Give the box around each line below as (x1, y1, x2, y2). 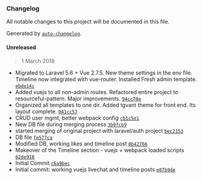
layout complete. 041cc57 (15, 107, 78, 115)
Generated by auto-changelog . (6, 30, 82, 37)
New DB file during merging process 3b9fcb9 (15, 120, 127, 128)
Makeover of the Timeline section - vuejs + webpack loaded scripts (15, 146, 184, 154)
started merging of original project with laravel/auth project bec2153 (15, 127, 184, 134)
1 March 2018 (21, 57, 55, 64)
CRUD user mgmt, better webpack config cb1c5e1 (15, 114, 140, 121)
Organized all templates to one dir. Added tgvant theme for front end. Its (15, 101, 196, 109)
